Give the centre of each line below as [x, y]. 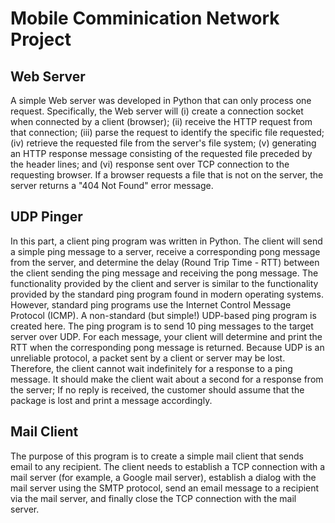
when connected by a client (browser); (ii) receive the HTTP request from [161, 121]
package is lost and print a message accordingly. [111, 400]
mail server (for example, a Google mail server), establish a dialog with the [163, 477]
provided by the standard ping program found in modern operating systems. [167, 294]
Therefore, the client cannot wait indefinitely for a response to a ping [151, 368]
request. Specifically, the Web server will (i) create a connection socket [157, 111]
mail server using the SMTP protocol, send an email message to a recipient [165, 488]
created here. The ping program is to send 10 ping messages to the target [162, 326]
